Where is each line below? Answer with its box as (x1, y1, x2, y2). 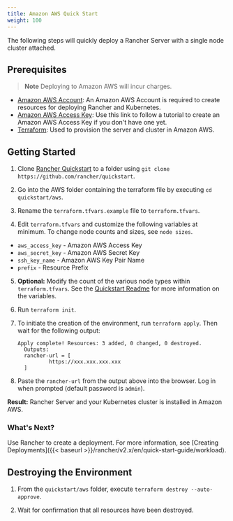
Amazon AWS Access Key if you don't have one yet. (17, 118, 167, 127)
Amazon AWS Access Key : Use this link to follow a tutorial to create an (17, 111, 220, 119)
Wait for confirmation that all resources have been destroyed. (17, 506, 194, 515)
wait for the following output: (17, 326, 100, 335)
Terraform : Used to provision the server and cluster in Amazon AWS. (17, 125, 215, 134)
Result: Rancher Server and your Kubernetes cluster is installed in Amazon (7, 398, 223, 406)
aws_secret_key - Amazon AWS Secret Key (17, 249, 140, 257)
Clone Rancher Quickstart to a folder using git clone (17, 165, 170, 173)
